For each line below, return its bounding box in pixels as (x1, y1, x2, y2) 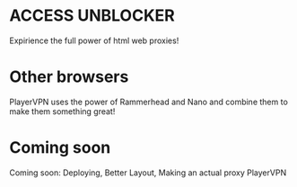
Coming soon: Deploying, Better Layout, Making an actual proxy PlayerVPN (9, 167, 287, 178)
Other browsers (9, 67, 129, 87)
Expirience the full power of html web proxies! (9, 35, 179, 46)
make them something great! (9, 105, 116, 117)
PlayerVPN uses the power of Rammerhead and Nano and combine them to (9, 96, 289, 107)
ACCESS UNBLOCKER (9, 5, 175, 26)
